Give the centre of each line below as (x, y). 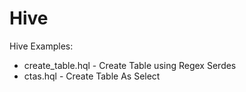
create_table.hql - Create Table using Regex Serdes (130, 65)
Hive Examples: (41, 46)
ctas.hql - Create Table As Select (92, 76)
